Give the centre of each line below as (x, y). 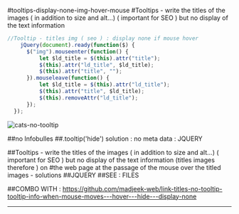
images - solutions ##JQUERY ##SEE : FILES (73, 175)
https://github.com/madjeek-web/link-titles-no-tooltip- (143, 188)
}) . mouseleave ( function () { (68, 78)
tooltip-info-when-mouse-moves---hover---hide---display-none (102, 196)
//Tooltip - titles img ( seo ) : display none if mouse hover (103, 38)
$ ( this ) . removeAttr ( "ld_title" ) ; (89, 98)
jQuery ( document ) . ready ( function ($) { (78, 45)
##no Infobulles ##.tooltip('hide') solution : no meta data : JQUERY (105, 139)
